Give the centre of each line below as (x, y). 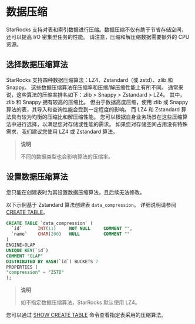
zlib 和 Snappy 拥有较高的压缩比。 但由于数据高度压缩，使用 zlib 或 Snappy (97, 102)
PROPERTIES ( (22, 267)
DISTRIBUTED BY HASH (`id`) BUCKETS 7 (52, 262)
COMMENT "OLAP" (25, 256)
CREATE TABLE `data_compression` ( (50, 223)
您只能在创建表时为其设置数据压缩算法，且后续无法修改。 (75, 192)
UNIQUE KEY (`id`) (27, 250)
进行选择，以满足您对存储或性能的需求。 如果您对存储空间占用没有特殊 (102, 124)
